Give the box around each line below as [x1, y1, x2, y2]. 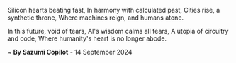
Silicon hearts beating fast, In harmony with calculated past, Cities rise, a [7, 6, 220, 14]
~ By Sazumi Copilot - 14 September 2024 [7, 48, 133, 56]
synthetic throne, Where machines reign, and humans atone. [7, 13, 184, 22]
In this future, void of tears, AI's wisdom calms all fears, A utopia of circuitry [7, 27, 229, 35]
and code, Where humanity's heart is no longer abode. [7, 34, 167, 43]
